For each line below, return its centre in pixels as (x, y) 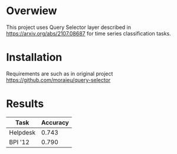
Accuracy (55, 122)
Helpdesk (22, 132)
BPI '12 (19, 142)
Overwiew (32, 11)
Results (25, 104)
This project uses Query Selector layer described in (69, 27)
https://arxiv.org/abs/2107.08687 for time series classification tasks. (88, 33)
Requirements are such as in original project (60, 73)
